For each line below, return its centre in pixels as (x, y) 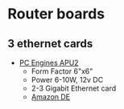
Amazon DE (51, 97)
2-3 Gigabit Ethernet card (74, 88)
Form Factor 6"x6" (62, 71)
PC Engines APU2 (49, 63)
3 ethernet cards (50, 44)
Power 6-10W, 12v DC (67, 80)
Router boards (56, 14)
